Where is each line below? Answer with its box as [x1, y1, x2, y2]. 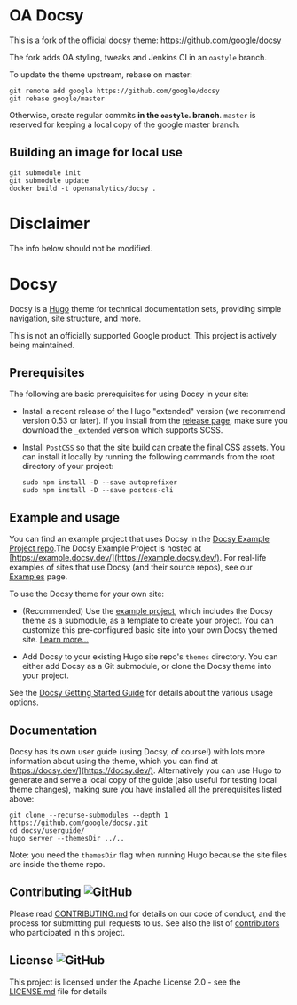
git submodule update [9, 176, 90, 185]
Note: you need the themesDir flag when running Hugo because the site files [9, 849, 288, 860]
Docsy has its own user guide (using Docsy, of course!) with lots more [9, 746, 266, 757]
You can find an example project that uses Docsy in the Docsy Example [9, 534, 270, 545]
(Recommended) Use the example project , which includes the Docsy [21, 606, 273, 617]
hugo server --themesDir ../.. [9, 834, 125, 843]
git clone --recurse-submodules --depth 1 [9, 810, 168, 820]
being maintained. [9, 339, 75, 350]
